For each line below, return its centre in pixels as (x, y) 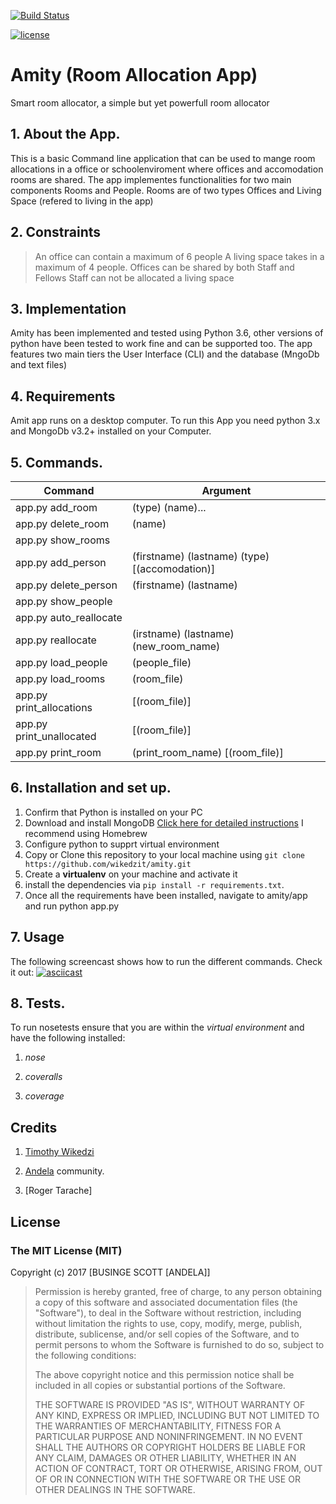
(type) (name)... (169, 507)
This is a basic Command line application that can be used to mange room (163, 158)
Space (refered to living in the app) (82, 201)
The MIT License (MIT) (66, 1250)
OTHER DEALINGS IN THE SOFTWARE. (115, 1489)
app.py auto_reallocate (69, 617)
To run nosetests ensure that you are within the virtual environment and (157, 1027)
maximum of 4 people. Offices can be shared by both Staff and (164, 267)
